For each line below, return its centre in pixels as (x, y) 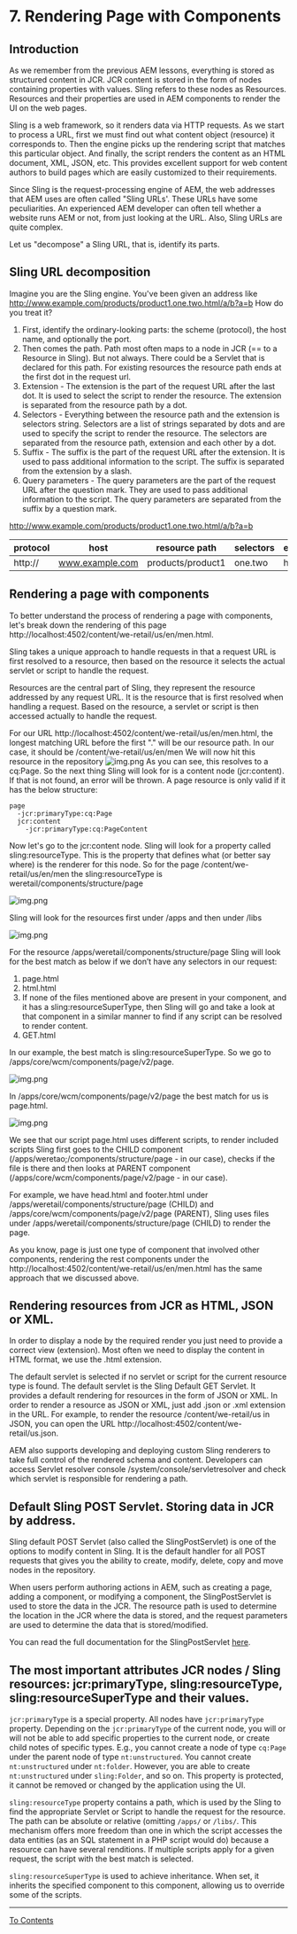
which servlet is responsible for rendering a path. (99, 1479)
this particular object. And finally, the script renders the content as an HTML (147, 153)
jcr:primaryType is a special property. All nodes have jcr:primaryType (137, 1719)
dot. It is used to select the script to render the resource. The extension (152, 395)
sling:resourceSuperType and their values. (129, 1698)
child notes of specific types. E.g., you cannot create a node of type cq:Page (148, 1748)
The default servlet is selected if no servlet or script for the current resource (148, 1377)
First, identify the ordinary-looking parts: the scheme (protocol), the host (154, 329)
